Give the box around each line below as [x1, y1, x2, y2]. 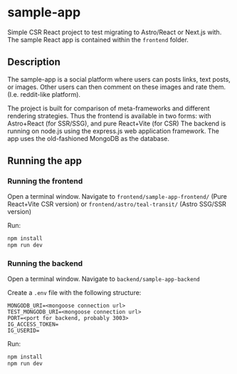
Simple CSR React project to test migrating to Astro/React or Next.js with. [7, 28, 222, 36]
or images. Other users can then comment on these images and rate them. [7, 83, 226, 91]
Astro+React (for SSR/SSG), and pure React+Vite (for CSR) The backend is [7, 119, 226, 128]
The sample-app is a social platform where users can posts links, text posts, [7, 75, 231, 83]
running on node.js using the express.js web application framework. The [7, 126, 219, 135]
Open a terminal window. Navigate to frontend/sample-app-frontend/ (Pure [7, 192, 228, 201]
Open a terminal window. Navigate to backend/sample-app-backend [7, 275, 201, 284]
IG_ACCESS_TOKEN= [7, 321, 59, 328]
